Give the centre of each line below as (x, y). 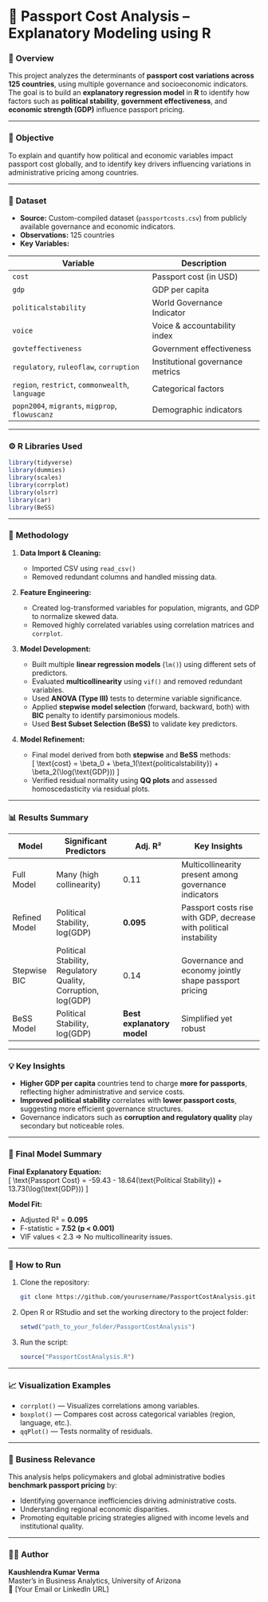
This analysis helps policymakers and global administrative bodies (117, 1477)
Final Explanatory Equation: (55, 1172)
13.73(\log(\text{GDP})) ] (49, 1189)
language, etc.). (45, 1422)
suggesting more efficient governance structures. (101, 1109)
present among (210, 875)
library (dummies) (37, 470)
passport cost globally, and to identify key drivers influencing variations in (130, 164)
